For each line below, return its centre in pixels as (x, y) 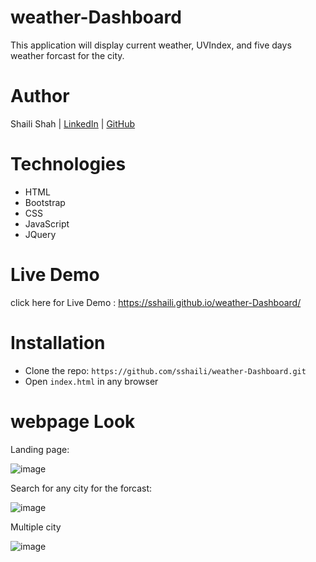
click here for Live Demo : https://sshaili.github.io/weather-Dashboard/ (156, 302)
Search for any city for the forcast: (81, 488)
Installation (58, 342)
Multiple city (36, 527)
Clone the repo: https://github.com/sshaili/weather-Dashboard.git (165, 370)
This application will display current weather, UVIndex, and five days (151, 45)
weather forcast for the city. (67, 55)
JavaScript (47, 223)
